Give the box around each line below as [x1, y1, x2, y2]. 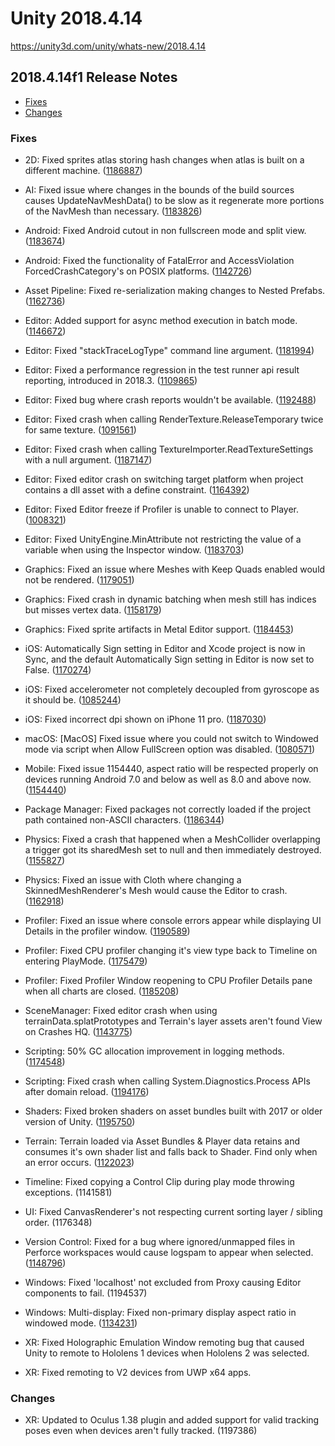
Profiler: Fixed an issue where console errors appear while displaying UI [24, 915, 322, 927]
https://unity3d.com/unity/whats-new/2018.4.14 [10, 40, 207, 52]
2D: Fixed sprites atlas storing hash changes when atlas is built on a [24, 154, 305, 166]
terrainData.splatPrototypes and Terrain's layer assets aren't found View [24, 1015, 323, 1027]
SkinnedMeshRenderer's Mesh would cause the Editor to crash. [24, 885, 288, 897]
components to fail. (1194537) [24, 1287, 148, 1299]
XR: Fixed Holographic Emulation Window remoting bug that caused [24, 1337, 305, 1349]
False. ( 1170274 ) [24, 664, 92, 676]
